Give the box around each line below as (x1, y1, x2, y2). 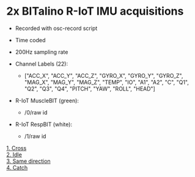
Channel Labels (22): (15, 60, 68, 67)
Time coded (15, 36, 46, 43)
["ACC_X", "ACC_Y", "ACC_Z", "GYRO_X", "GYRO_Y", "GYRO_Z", (24, 72, 183, 79)
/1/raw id (24, 132, 46, 140)
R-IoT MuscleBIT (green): (15, 97, 79, 104)
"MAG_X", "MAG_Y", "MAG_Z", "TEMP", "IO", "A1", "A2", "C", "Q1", (24, 78, 189, 86)
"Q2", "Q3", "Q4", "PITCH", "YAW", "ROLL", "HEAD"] (24, 85, 156, 92)
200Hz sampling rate (15, 48, 68, 56)
